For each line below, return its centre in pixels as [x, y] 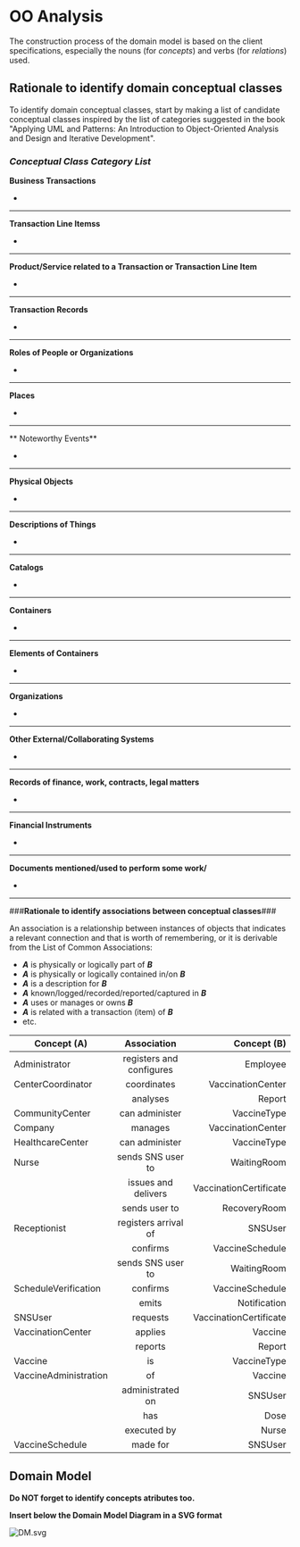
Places [22, 395]
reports [150, 1347]
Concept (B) [260, 1044]
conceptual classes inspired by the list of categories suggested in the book [147, 119]
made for [150, 1445]
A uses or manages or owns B [78, 1002]
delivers [150, 1194]
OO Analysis [57, 17]
